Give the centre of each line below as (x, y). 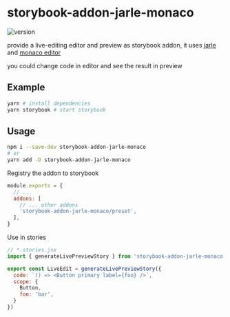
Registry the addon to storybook (53, 173)
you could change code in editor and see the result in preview (95, 65)
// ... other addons (49, 205)
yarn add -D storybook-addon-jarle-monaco (69, 160)
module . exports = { (35, 185)
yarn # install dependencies (49, 103)
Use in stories (27, 237)
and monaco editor (34, 52)
